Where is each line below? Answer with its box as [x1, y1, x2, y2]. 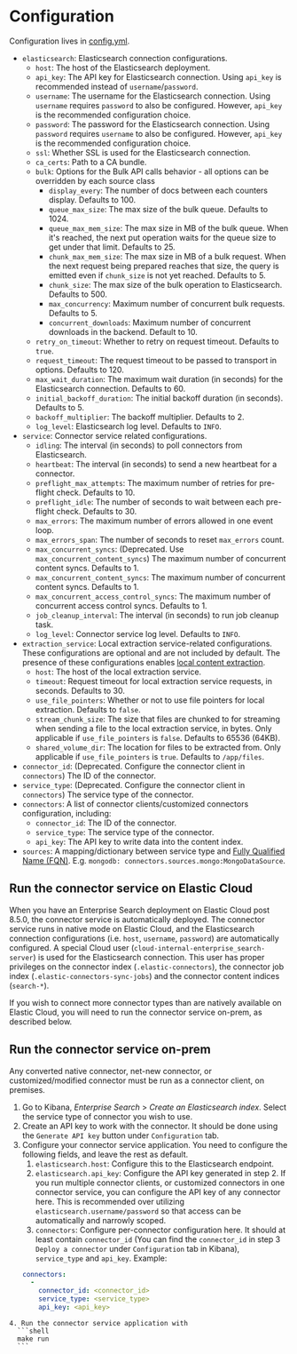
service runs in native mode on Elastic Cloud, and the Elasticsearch [9, 923, 255, 934]
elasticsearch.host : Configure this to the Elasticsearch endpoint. [35, 1158, 275, 1169]
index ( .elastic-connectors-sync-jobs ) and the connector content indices [9, 970, 280, 981]
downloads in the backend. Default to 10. [48, 326, 198, 337]
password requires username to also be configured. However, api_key [35, 128, 283, 139]
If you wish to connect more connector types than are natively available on [9, 997, 282, 1008]
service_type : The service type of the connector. [35, 826, 215, 837]
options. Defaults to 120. [35, 364, 124, 375]
